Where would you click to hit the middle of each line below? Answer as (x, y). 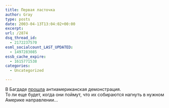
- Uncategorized (27, 71)
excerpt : (14, 29)
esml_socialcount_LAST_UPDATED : (39, 47)
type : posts (18, 19)
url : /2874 (17, 33)
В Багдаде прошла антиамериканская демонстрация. (63, 89)
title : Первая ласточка (30, 10)
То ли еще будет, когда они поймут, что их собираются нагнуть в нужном (85, 94)
